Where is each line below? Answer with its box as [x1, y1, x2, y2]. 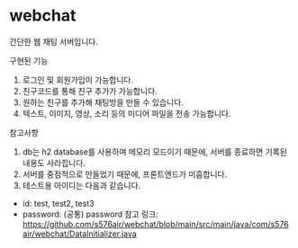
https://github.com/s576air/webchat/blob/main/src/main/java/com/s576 [22, 218, 290, 229]
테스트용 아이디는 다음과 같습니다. [22, 180, 141, 190]
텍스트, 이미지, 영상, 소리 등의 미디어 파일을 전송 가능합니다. [22, 108, 231, 119]
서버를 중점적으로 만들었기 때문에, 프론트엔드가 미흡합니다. [22, 168, 228, 180]
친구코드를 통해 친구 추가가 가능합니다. [22, 85, 158, 96]
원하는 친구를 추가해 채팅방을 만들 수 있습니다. [22, 96, 185, 108]
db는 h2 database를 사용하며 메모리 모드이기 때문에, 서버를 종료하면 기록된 [22, 146, 288, 157]
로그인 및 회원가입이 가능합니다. [22, 74, 133, 85]
